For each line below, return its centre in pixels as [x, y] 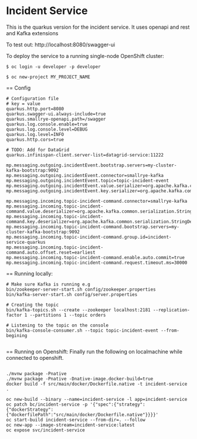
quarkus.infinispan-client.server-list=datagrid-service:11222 [85, 155]
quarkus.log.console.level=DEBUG [47, 129]
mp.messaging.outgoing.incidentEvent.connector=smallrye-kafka [85, 175]
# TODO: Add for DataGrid [38, 150]
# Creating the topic [33, 305]
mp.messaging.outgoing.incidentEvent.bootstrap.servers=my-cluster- [91, 165]
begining [17, 335]
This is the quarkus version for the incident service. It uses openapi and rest [98, 27]
